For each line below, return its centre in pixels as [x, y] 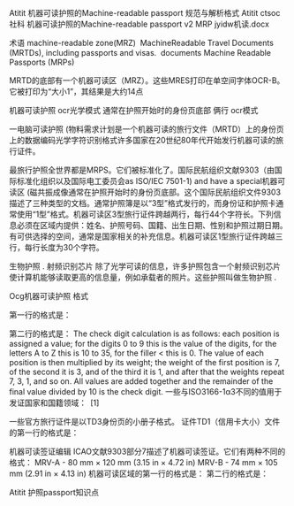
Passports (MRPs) [42, 62]
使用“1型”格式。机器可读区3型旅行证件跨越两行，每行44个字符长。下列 [145, 214]
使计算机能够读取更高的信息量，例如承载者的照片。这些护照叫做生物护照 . [143, 277]
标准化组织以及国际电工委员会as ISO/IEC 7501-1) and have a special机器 [147, 181]
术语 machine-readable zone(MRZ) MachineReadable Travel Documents [141, 43]
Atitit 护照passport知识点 [54, 492]
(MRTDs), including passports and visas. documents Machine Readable [140, 53]
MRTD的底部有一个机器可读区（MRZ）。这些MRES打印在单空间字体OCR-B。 [147, 80]
